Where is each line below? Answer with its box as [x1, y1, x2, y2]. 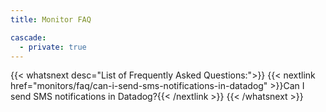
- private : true [19, 42, 87, 52]
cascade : [10, 32, 47, 43]
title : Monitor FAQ [10, 14, 92, 25]
